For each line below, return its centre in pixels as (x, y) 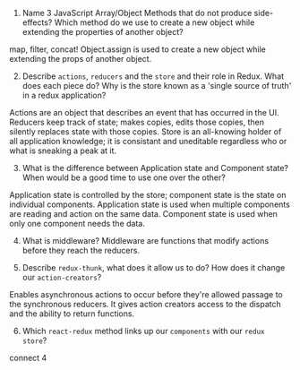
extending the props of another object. (81, 59)
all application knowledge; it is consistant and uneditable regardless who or (148, 141)
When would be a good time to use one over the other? (124, 177)
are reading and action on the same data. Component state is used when (143, 214)
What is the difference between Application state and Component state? (155, 168)
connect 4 (28, 358)
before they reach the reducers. (81, 250)
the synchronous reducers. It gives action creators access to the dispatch (146, 304)
